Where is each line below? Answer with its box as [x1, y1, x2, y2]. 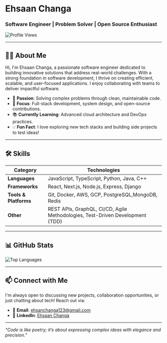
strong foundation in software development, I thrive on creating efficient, [5, 75, 154, 81]
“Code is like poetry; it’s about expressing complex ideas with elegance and [5, 327, 161, 333]
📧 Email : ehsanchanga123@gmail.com [12, 307, 91, 313]
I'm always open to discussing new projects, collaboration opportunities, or [5, 292, 159, 298]
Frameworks [7, 183, 38, 190]
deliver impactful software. [5, 86, 60, 92]
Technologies [87, 167, 120, 173]
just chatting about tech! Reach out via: [5, 297, 85, 303]
